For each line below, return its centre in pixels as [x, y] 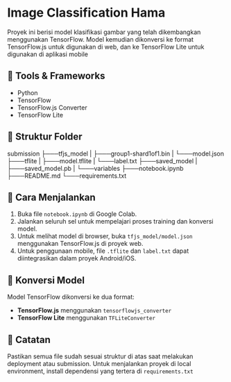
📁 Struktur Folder [45, 137]
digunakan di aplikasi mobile [48, 54]
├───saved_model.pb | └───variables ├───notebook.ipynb [95, 168]
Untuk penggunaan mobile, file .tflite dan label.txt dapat [103, 251]
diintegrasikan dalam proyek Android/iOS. [77, 258]
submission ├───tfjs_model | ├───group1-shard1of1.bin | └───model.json [115, 153]
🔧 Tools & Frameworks [56, 76]
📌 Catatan [29, 339]
